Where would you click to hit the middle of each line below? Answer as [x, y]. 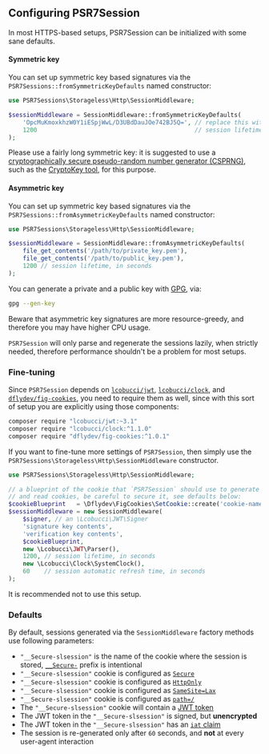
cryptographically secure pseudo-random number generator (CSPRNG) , [127, 161]
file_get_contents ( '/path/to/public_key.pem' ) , [103, 259]
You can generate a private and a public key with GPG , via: [105, 289]
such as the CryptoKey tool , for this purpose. [82, 170]
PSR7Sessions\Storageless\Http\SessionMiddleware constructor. [113, 460]
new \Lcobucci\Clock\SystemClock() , [84, 564]
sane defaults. [32, 41]
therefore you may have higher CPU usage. [79, 327]
